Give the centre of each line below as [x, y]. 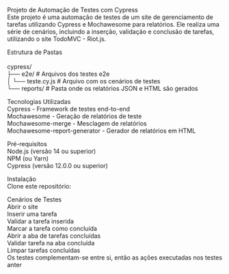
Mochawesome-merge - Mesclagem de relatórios [77, 123]
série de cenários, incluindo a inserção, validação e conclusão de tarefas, [111, 31]
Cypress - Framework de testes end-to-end [69, 109]
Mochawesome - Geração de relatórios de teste [75, 116]
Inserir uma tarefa [32, 214]
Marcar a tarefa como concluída [52, 229]
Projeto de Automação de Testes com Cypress [72, 10]
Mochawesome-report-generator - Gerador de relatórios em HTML [102, 131]
